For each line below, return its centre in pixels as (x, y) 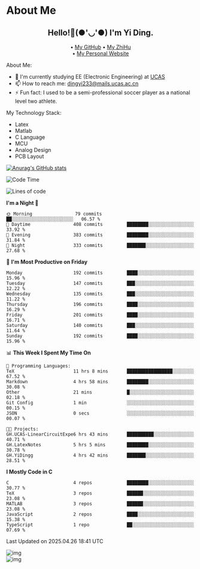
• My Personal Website (101, 53)
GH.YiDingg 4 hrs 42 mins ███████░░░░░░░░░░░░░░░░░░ (100, 455)
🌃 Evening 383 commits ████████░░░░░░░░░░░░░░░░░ (100, 235)
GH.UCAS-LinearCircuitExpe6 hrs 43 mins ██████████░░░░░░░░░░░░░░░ (100, 434)
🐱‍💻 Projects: (22, 429)
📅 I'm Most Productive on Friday (47, 262)
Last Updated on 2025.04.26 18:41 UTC (55, 541)
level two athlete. (36, 101)
